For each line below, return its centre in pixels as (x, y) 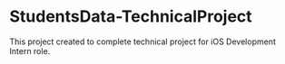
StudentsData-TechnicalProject (131, 17)
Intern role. (30, 50)
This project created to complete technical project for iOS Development (143, 41)
